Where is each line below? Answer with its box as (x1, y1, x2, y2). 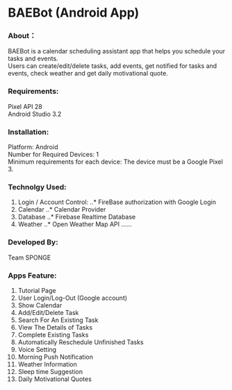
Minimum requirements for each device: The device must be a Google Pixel (8, 158, 223, 166)
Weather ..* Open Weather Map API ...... (17, 220, 132, 228)
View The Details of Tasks (17, 323, 93, 331)
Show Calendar (17, 300, 63, 310)
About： (8, 31, 37, 41)
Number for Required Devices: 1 (8, 151, 99, 159)
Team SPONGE (8, 253, 51, 262)
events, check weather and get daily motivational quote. (8, 69, 169, 78)
